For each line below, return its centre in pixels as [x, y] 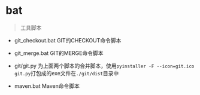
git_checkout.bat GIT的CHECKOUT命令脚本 [68, 40]
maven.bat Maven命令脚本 [47, 86]
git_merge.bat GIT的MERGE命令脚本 [59, 53]
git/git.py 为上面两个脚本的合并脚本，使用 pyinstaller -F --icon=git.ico [104, 66]
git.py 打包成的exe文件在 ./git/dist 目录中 [66, 73]
